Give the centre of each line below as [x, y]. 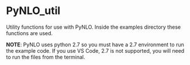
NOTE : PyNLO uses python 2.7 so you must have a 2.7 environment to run [95, 45]
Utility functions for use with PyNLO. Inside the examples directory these [94, 27]
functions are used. [30, 33]
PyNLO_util [33, 11]
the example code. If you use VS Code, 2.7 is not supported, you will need [95, 50]
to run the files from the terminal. [46, 57]
